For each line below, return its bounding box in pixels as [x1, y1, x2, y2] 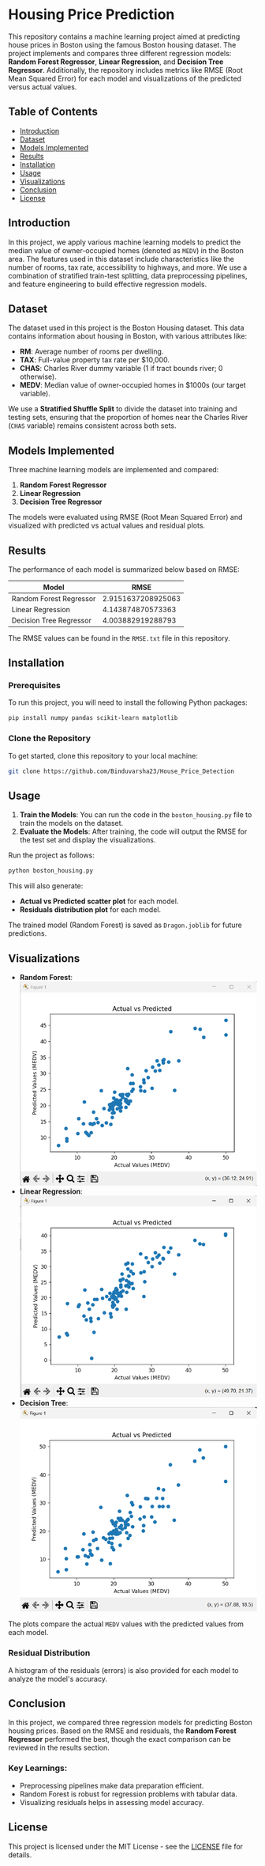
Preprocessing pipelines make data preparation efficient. [19, 1781, 204, 1790]
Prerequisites [8, 680, 61, 691]
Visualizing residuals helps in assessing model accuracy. [19, 1797, 204, 1807]
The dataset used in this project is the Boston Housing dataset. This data [8, 323, 244, 333]
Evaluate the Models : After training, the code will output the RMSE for [19, 827, 248, 836]
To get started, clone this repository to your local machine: [8, 751, 199, 760]
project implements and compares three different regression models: [8, 48, 232, 58]
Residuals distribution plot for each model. [19, 905, 162, 914]
